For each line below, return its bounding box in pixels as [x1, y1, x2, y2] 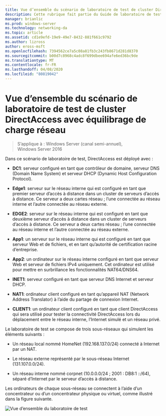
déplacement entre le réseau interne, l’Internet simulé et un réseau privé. [12, 316, 161, 322]
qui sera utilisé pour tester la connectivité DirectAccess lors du [12, 311, 140, 317]
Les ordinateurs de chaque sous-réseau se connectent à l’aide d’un [5, 385, 142, 391]
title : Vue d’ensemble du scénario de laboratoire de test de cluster [5, 7, 154, 12]
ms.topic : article [5, 30, 43, 35]
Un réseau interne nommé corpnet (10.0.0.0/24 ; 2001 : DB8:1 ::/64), [12, 370, 151, 376]
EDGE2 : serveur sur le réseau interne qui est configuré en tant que [12, 211, 148, 217]
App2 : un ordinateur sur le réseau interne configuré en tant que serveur [12, 256, 159, 262]
